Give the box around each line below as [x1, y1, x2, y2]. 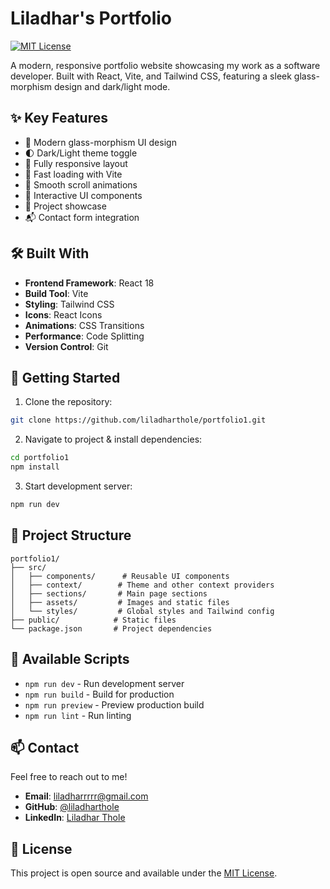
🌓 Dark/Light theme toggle [24, 147, 138, 159]
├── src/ [10, 562, 47, 572]
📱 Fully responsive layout [24, 157, 128, 169]
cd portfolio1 [10, 453, 70, 463]
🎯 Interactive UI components [24, 189, 143, 201]
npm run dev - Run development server [24, 677, 185, 689]
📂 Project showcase [24, 200, 107, 212]
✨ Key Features [10, 110, 108, 127]
